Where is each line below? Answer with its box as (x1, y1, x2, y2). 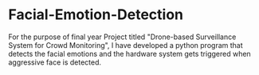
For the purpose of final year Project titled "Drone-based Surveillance (8, 32, 237, 41)
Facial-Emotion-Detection (8, 6, 183, 24)
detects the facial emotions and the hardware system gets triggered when (8, 49, 251, 58)
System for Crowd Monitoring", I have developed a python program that (8, 40, 243, 49)
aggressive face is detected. (8, 57, 102, 67)
